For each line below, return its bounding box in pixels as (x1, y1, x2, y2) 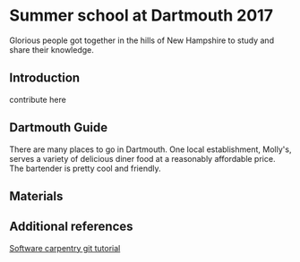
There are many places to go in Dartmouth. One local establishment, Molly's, (9, 144, 292, 155)
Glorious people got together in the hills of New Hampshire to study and (9, 35, 275, 46)
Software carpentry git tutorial (9, 242, 121, 253)
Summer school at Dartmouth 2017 (9, 5, 273, 26)
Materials (9, 189, 64, 204)
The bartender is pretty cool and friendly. (9, 163, 161, 173)
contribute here (9, 94, 67, 105)
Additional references (9, 219, 133, 234)
